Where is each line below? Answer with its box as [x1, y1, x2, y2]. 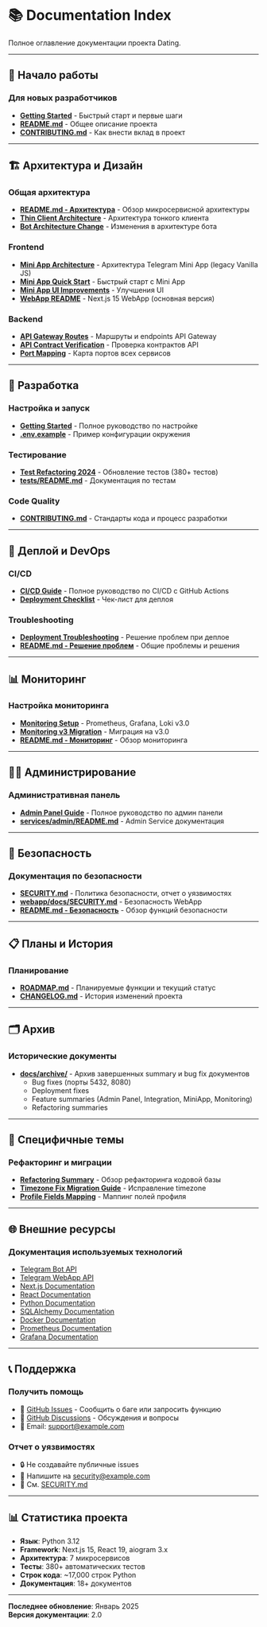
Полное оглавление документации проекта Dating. [8, 37, 181, 48]
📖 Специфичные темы [8, 1133, 125, 1146]
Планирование [8, 964, 69, 975]
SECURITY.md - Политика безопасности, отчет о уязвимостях [19, 889, 232, 898]
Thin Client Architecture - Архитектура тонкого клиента [19, 213, 209, 223]
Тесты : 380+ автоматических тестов [19, 1561, 145, 1571]
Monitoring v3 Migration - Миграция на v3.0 [19, 726, 169, 736]
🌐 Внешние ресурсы [8, 1222, 116, 1236]
